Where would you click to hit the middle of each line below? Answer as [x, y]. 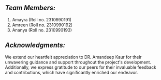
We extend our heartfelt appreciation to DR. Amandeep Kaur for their [73, 57]
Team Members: [30, 8]
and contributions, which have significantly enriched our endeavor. [72, 72]
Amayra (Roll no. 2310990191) [42, 19]
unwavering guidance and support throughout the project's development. [78, 62]
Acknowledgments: [35, 45]
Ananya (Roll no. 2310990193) [42, 30]
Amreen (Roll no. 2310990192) [42, 25]
